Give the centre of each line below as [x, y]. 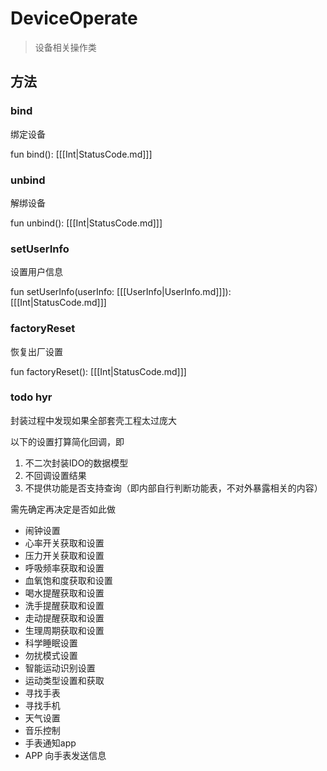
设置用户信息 [36, 272]
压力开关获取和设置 [64, 555]
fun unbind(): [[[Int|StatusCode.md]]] [86, 223]
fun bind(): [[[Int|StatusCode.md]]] [81, 154]
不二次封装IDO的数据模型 [76, 463]
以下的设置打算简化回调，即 [67, 441]
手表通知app [50, 743]
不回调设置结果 [55, 475]
